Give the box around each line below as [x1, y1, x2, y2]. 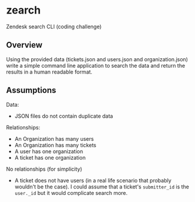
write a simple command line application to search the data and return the [6, 62, 186, 69]
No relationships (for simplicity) [6, 165, 82, 173]
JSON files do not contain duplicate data [14, 112, 113, 120]
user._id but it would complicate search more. [14, 189, 128, 196]
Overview [6, 40, 43, 50]
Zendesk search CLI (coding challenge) [6, 23, 102, 30]
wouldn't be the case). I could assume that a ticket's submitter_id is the [14, 183, 190, 190]
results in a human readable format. [6, 68, 92, 75]
